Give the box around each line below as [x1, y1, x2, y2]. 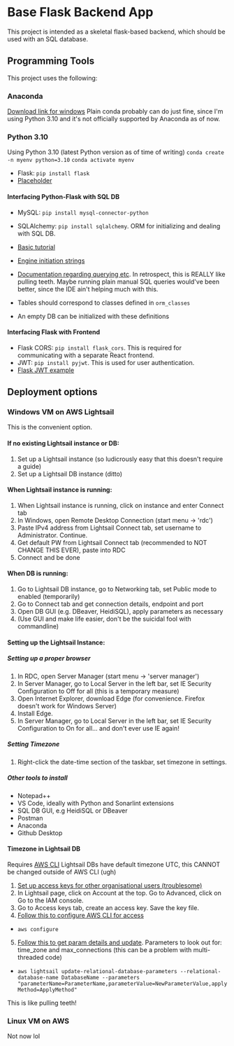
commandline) [17, 622, 59, 631]
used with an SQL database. [7, 34, 89, 43]
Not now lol [7, 1032, 41, 1040]
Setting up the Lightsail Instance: [7, 638, 105, 647]
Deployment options [7, 386, 98, 398]
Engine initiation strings [17, 256, 85, 265]
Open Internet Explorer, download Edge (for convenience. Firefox [17, 694, 205, 703]
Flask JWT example [17, 366, 75, 374]
